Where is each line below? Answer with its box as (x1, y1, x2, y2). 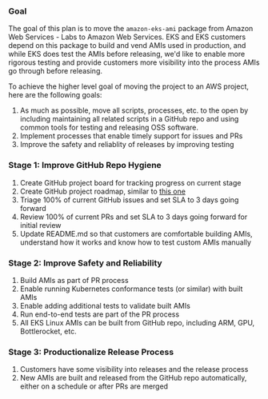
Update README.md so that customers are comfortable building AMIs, (19, 229, 254, 238)
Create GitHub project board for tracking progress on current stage (19, 178, 242, 187)
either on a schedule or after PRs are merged (19, 381, 169, 391)
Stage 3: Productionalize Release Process (8, 346, 174, 357)
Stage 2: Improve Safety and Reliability (8, 257, 162, 269)
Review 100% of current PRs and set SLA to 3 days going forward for (19, 212, 248, 221)
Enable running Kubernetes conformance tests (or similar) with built (19, 284, 243, 293)
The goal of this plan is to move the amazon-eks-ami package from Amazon (8, 24, 254, 34)
